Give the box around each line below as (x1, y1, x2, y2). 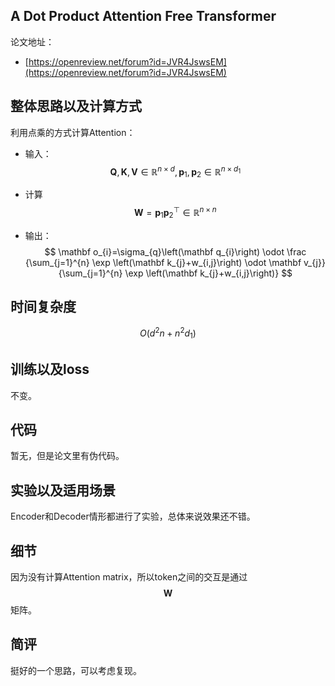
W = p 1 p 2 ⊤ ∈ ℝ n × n (134, 205, 217, 221)
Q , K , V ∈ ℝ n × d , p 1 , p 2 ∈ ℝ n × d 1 (109, 164, 242, 180)
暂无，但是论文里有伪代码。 (10, 450, 125, 462)
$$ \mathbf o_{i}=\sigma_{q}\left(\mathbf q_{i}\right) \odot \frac (44, 245, 307, 258)
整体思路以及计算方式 (10, 98, 142, 115)
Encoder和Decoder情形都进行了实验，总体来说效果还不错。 (10, 510, 256, 523)
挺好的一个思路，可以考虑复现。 (10, 664, 142, 676)
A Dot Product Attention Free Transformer (10, 8, 277, 25)
